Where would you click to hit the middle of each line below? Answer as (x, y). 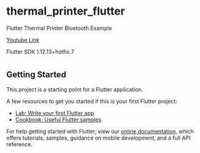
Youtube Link (23, 40)
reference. (19, 144)
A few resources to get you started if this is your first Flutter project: (92, 101)
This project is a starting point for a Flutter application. (75, 89)
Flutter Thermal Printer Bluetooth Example (59, 28)
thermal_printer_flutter (66, 11)
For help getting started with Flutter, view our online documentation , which (100, 131)
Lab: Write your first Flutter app (55, 113)
